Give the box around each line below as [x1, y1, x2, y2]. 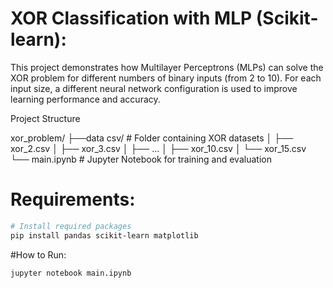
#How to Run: [10, 248, 67, 261]
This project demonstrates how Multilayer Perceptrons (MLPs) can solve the [10, 61, 324, 73]
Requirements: [10, 188, 136, 211]
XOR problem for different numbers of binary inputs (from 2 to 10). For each [10, 72, 322, 84]
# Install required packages [10, 221, 132, 231]
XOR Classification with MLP [10, 7, 253, 30]
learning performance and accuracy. [10, 93, 161, 105]
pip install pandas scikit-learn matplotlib [10, 230, 199, 241]
